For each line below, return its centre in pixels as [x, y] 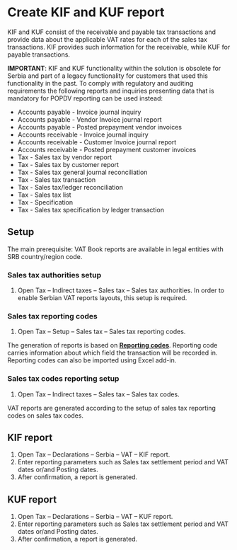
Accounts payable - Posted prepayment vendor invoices [100, 127]
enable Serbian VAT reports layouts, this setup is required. [102, 298]
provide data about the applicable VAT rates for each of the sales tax [107, 39]
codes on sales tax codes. [45, 416]
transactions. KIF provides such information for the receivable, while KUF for [119, 47]
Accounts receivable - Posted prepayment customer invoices [107, 149]
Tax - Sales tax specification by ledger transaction [91, 210]
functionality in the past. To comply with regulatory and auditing [100, 83]
